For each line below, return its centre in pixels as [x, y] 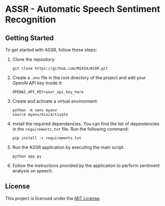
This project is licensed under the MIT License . [53, 198]
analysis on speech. [33, 171]
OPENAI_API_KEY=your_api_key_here [48, 92]
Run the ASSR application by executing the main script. [68, 147]
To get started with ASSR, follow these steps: [51, 50]
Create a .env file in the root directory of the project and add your [79, 77]
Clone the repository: [34, 59]
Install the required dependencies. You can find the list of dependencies [86, 124]
